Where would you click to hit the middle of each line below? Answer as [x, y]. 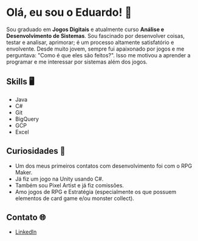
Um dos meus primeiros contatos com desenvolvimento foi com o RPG [104, 166]
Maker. [24, 172]
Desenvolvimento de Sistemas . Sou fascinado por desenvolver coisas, [96, 35]
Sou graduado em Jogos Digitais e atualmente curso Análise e [85, 29]
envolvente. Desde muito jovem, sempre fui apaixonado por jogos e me [95, 49]
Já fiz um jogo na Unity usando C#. [59, 179]
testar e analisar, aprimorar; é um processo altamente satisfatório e [90, 42]
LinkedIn [26, 232]
